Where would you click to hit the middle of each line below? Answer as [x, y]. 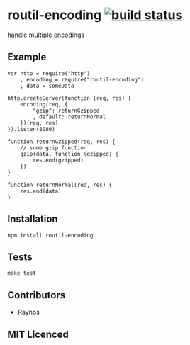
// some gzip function [54, 148]
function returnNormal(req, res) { [60, 185]
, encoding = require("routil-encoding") [82, 79]
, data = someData [47, 86]
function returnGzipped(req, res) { [61, 142]
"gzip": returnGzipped [66, 111]
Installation [33, 219]
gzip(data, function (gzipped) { [69, 154]
